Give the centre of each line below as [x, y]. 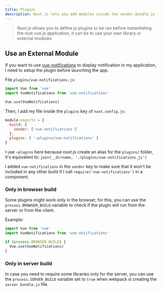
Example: [14, 220]
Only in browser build [31, 189]
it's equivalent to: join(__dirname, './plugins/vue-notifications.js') [76, 157]
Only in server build [29, 263]
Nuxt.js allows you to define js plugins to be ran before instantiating [84, 28]
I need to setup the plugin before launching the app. [57, 70]
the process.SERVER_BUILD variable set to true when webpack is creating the [81, 279]
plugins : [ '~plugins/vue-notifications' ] [54, 138]
